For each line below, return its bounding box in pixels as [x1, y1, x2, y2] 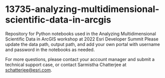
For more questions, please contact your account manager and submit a [5, 56, 155, 62]
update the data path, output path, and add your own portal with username [5, 41, 160, 47]
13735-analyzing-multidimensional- [5, 3, 159, 15]
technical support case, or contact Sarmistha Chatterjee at [5, 61, 127, 67]
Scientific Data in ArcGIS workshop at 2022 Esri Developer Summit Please [5, 36, 158, 42]
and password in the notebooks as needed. [5, 46, 95, 52]
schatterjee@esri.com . [5, 66, 52, 73]
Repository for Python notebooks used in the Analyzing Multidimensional [5, 30, 156, 36]
